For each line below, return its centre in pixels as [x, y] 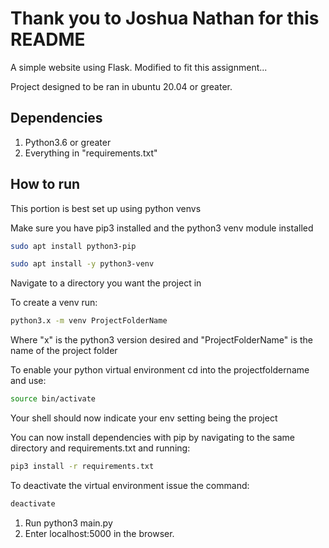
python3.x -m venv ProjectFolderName [89, 321]
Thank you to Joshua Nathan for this [165, 18]
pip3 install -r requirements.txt [82, 467]
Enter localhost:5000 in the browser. [99, 533]
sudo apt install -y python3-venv [82, 264]
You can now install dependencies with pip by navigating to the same [152, 438]
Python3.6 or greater [68, 142]
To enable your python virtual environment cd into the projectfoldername [160, 370]
